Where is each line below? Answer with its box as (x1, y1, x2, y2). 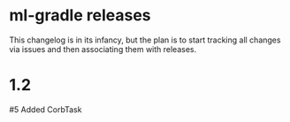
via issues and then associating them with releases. (9, 43, 197, 54)
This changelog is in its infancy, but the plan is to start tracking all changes (9, 34, 281, 45)
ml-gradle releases (9, 5, 151, 26)
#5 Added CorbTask (9, 103, 82, 115)
